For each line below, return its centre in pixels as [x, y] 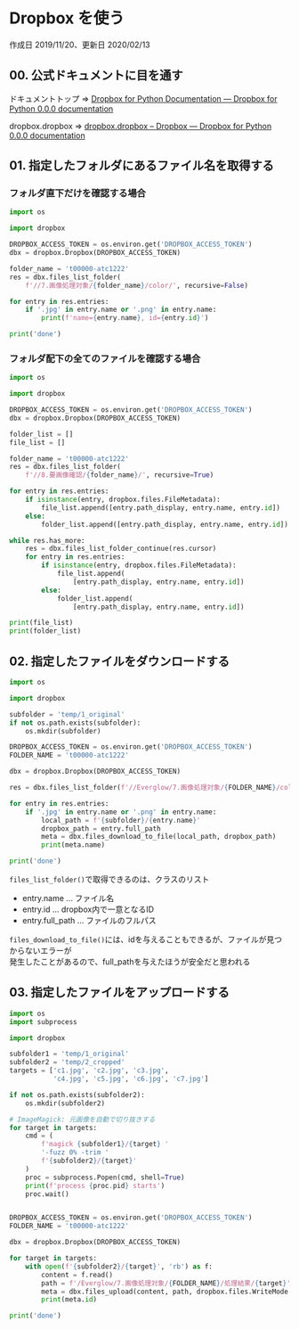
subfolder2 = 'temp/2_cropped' [67, 1062]
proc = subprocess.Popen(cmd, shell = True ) [105, 1177]
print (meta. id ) [69, 1300]
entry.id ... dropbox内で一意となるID [88, 909]
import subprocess [43, 1021]
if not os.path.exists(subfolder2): [77, 1095]
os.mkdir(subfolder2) [65, 1103]
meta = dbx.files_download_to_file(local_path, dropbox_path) [159, 837]
